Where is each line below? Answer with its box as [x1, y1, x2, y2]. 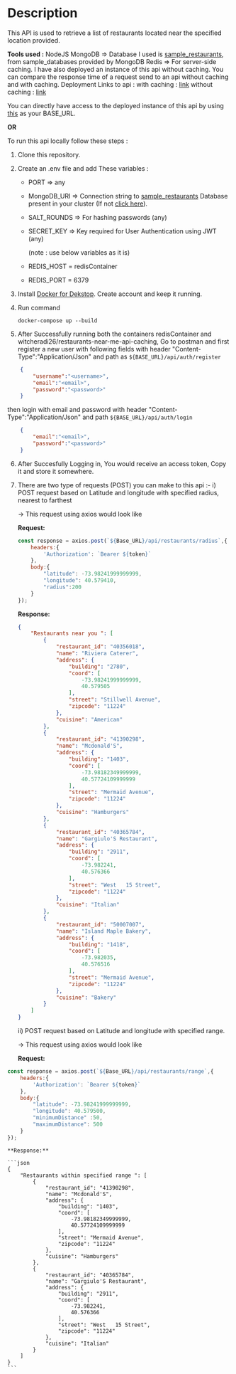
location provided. [7, 36, 60, 44]
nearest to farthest [17, 496, 72, 504]
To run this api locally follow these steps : [7, 137, 128, 145]
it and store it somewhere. [17, 467, 94, 475]
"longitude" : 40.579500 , [33, 1108, 106, 1115]
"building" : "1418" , [68, 941, 130, 948]
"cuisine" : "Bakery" [55, 994, 117, 1001]
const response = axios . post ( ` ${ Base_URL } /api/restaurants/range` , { [7, 1068, 214, 1075]
